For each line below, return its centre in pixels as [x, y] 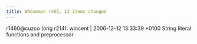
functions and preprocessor [40, 34]
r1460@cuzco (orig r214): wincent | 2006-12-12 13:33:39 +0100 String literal [99, 28]
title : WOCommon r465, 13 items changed [57, 11]
